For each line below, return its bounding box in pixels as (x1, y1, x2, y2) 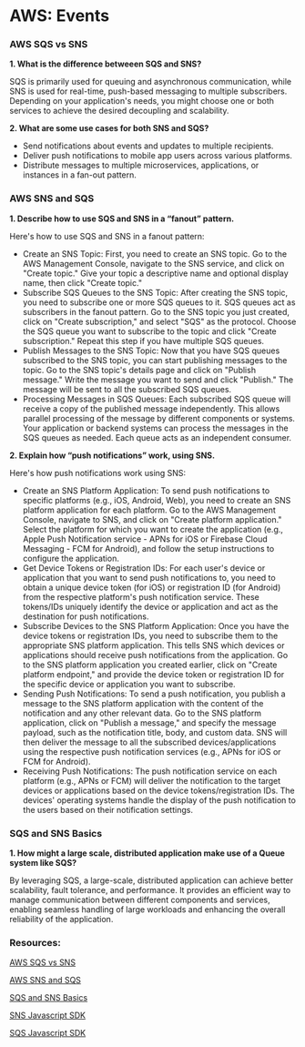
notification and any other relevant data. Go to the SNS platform (22, 707, 262, 718)
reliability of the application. (9, 914, 114, 925)
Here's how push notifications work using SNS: (9, 467, 187, 478)
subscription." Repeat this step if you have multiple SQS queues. (22, 335, 265, 346)
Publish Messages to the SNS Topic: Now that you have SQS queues (22, 345, 280, 356)
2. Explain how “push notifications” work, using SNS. (9, 450, 216, 461)
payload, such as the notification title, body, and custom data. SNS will (22, 727, 288, 737)
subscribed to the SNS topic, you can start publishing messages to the (22, 354, 288, 365)
